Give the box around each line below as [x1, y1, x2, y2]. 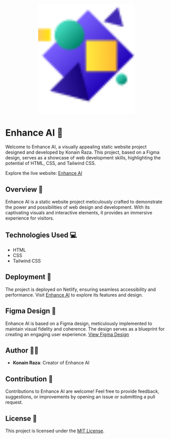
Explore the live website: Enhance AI [5, 170, 82, 176]
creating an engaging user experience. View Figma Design [5, 331, 129, 337]
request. [5, 399, 23, 406]
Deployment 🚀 [5, 272, 51, 281]
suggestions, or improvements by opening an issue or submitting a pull [5, 394, 156, 400]
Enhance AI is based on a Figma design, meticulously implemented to [5, 320, 153, 326]
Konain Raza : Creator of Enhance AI [12, 360, 90, 366]
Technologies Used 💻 [5, 230, 77, 240]
